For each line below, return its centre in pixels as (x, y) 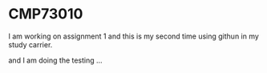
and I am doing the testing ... (55, 60)
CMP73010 (46, 14)
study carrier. (30, 44)
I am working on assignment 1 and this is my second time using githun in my (133, 36)
